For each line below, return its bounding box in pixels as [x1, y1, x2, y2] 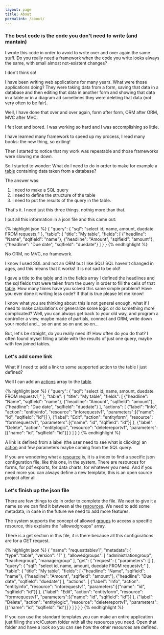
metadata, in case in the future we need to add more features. [5, 508, 130, 514]
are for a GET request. [5, 538, 50, 544]
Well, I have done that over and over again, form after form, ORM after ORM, [5, 109, 158, 115]
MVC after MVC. [5, 114, 38, 120]
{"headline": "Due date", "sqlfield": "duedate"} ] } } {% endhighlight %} [5, 241, 148, 247]
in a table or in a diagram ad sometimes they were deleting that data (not [5, 94, 152, 100]
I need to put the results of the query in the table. [12, 197, 111, 203]
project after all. [5, 475, 37, 480]
